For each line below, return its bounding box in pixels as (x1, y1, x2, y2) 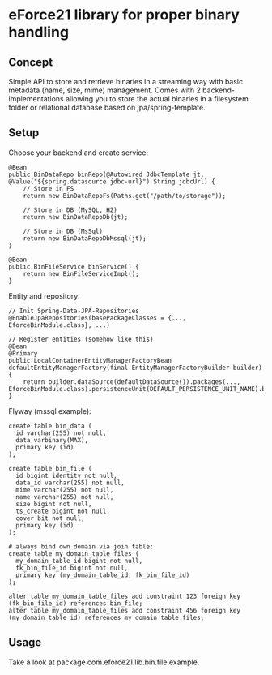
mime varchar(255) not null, (15, 485, 114, 494)
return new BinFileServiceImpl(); (23, 269, 139, 277)
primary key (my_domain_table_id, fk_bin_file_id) (15, 570, 190, 579)
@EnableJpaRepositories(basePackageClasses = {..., (8, 314, 186, 322)
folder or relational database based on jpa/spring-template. (8, 103, 206, 112)
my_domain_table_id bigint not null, (15, 557, 143, 565)
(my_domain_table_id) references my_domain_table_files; (8, 613, 205, 621)
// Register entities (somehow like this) (8, 335, 154, 343)
